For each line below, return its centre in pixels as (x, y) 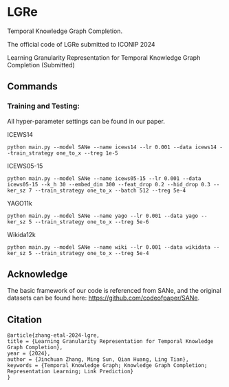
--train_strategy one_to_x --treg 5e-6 (92, 222)
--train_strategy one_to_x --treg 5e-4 (92, 253)
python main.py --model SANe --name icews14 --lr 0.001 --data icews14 (112, 147)
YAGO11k (20, 203)
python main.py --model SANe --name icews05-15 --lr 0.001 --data (104, 178)
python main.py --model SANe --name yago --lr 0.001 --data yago (102, 216)
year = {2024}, (29, 354)
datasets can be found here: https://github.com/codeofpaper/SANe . (103, 298)
